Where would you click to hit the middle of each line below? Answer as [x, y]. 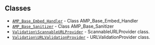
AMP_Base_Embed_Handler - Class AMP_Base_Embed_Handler [75, 20]
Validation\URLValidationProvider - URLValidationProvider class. [81, 37]
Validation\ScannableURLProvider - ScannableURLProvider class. [81, 31]
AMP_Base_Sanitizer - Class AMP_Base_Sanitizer [63, 26]
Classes [18, 8]
